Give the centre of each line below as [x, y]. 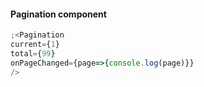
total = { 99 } [33, 53]
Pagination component [58, 14]
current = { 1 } [35, 45]
